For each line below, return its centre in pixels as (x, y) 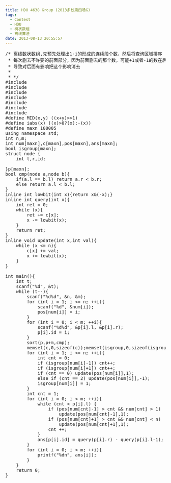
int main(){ (20, 276)
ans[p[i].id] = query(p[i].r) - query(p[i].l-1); (101, 439)
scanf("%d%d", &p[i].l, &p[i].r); (80, 327)
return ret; (31, 230)
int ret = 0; (32, 204)
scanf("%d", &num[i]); (66, 307)
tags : (11, 15)
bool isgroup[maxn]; (31, 148)
